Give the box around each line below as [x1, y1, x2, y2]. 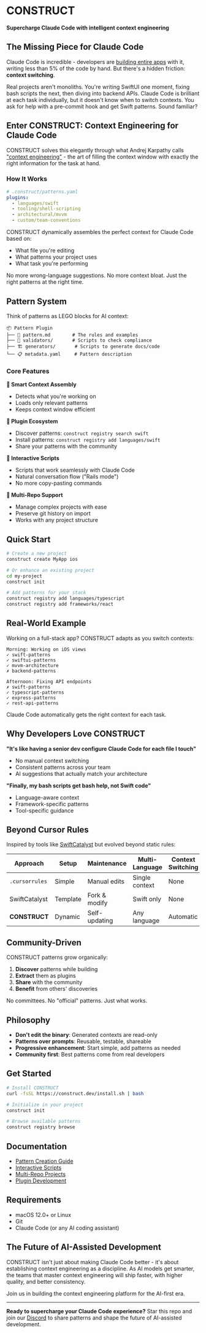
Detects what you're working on [15, 393, 96, 400]
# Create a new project [6, 550, 67, 557]
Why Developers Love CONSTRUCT [6, 729, 145, 739]
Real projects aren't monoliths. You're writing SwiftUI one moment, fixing [6, 83, 190, 90]
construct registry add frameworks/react [6, 601, 114, 608]
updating [87, 917, 113, 925]
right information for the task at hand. [6, 159, 101, 166]
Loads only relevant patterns [15, 399, 88, 407]
